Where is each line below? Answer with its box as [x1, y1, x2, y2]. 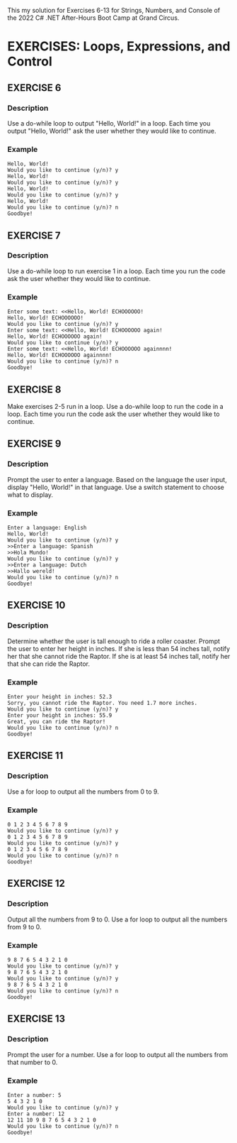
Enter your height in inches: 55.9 [7, 711, 112, 719]
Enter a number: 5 [7, 1091, 62, 1099]
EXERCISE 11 [7, 750, 64, 762]
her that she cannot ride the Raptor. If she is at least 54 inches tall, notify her [7, 652, 231, 660]
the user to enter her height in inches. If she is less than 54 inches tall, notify [7, 644, 231, 652]
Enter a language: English [7, 524, 87, 531]
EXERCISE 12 [7, 877, 65, 890]
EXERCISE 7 [7, 229, 61, 241]
